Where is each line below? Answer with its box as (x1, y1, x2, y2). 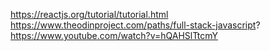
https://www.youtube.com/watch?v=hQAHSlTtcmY (10, 30, 218, 41)
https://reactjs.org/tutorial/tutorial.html (10, 9, 169, 20)
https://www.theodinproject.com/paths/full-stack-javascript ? (10, 19, 261, 31)
